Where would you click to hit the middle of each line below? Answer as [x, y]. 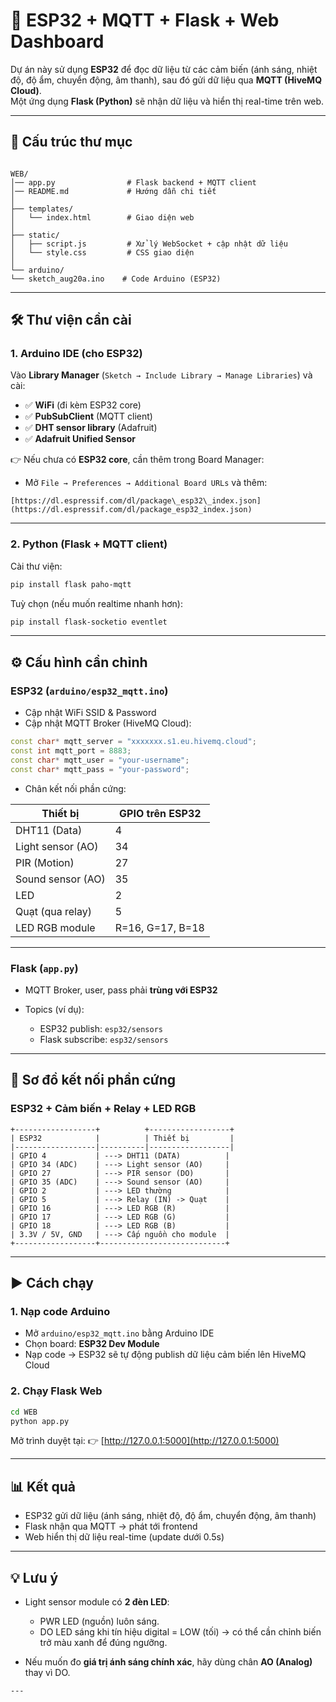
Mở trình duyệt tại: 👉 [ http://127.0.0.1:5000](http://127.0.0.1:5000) [145, 1441]
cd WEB [24, 1412]
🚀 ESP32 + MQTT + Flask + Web [145, 20]
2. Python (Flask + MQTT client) [89, 544]
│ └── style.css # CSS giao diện [102, 252]
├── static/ [35, 235]
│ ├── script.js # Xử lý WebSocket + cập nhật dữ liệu [149, 244]
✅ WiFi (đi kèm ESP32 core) [83, 405]
